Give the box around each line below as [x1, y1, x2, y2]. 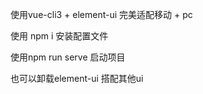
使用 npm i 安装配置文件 [10, 30, 109, 42]
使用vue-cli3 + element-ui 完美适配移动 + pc [10, 9, 193, 20]
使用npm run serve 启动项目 [10, 51, 126, 63]
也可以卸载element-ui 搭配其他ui [10, 73, 144, 84]
